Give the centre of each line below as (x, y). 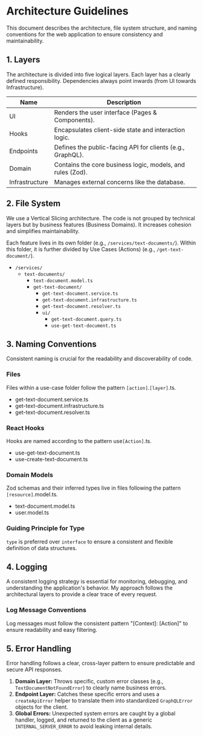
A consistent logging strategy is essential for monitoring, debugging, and (97, 582)
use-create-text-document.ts (51, 459)
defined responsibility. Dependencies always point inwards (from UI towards (101, 80)
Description (124, 102)
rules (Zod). (71, 172)
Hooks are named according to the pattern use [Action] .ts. (79, 441)
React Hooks (25, 428)
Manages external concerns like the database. (120, 182)
